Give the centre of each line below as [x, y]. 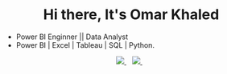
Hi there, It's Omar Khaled [131, 15]
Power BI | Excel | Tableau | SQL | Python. [85, 45]
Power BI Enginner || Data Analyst [72, 37]
